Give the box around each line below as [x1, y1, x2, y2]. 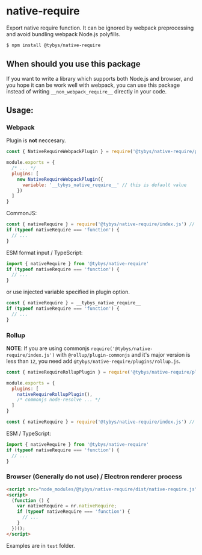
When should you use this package [6, 59, 141, 69]
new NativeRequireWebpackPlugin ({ [17, 176, 103, 182]
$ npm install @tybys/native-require [6, 42, 101, 48]
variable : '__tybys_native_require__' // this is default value [22, 182, 187, 188]
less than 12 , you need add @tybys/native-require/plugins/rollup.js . [6, 357, 181, 365]
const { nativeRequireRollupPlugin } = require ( [6, 369, 130, 375]
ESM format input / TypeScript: [6, 249, 83, 256]
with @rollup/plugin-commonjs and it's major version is [56, 351, 191, 358]
